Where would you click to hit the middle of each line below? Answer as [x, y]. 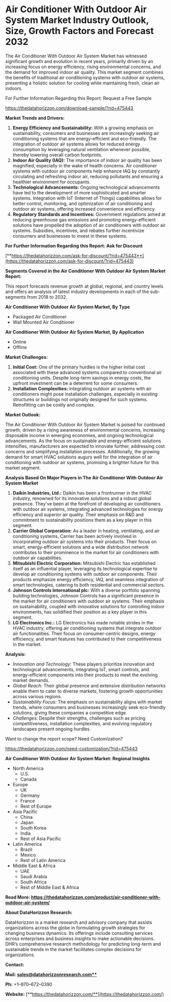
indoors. [14, 88]
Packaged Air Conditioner [40, 317]
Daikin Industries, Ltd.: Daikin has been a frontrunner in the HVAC [82, 493]
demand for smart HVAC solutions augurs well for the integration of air [79, 457]
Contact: [15, 964]
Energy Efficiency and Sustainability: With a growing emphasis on [83, 128]
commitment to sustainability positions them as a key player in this [82, 520]
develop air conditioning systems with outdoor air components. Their [85, 574]
